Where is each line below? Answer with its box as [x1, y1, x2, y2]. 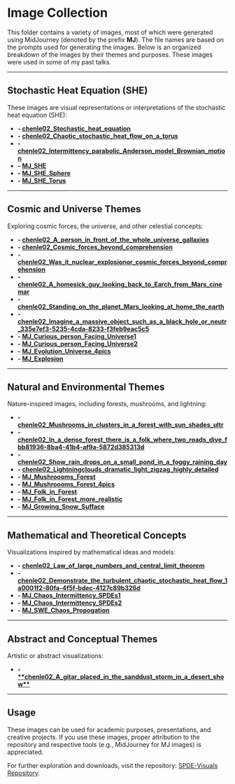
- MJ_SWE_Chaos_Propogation [17, 606, 110, 615]
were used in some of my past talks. [7, 57, 112, 66]
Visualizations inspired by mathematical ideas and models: [7, 548, 176, 556]
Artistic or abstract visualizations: [7, 652, 104, 659]
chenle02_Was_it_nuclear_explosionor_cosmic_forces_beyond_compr [17, 258, 227, 266]
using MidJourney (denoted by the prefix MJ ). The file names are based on [7, 35, 225, 43]
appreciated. [7, 748, 44, 756]
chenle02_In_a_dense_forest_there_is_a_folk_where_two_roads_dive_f [17, 435, 227, 444]
